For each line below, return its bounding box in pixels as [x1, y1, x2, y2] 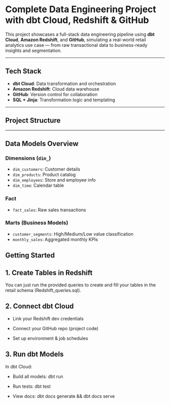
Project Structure [5, 116, 61, 125]
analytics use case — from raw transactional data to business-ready [5, 42, 148, 48]
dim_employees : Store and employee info [12, 177, 96, 183]
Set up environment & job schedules [12, 335, 89, 341]
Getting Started [5, 251, 55, 260]
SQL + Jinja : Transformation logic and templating [12, 97, 115, 103]
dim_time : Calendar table [12, 182, 64, 189]
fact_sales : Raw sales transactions [12, 207, 86, 213]
